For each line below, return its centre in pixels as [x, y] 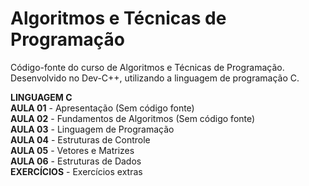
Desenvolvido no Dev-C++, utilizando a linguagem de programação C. [155, 78]
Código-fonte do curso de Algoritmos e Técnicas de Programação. [147, 67]
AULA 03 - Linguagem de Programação [92, 129]
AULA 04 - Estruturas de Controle [80, 139]
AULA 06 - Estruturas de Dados [76, 161]
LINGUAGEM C [41, 97]
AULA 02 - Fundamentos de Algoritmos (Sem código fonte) [133, 118]
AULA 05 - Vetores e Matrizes [72, 150]
